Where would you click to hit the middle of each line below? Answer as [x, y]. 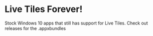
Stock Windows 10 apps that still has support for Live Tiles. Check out [76, 23]
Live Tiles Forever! [44, 9]
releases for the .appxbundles [35, 28]
